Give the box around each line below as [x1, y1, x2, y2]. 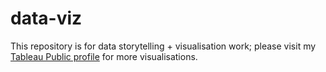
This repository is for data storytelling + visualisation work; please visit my [10, 40, 317, 52]
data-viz [10, 7, 83, 30]
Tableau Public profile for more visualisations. [10, 50, 198, 62]
